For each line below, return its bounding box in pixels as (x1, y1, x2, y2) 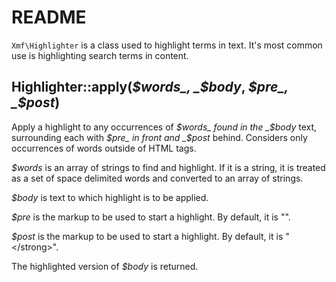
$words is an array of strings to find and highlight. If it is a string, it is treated (11, 161, 326, 173)
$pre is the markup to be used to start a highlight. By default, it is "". (11, 211, 291, 223)
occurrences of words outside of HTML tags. (11, 142, 197, 154)
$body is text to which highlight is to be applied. (11, 191, 209, 203)
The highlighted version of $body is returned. (11, 260, 199, 272)
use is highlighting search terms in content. (11, 49, 189, 61)
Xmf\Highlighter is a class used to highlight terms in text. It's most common (11, 39, 323, 51)
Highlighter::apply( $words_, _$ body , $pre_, (11, 79, 289, 96)
